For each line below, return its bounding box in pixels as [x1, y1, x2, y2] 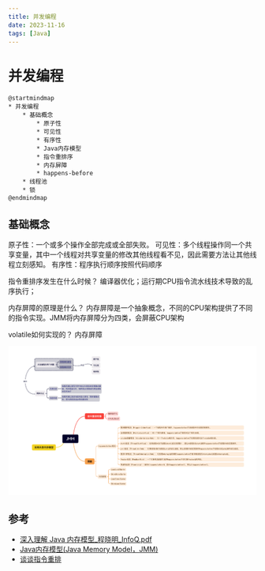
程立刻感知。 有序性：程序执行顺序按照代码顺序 [8, 260, 162, 269]
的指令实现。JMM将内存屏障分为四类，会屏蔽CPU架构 [8, 313, 185, 323]
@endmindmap [8, 194, 47, 202]
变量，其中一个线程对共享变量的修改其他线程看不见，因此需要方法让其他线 [14, 250, 257, 260]
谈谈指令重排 [19, 554, 62, 564]
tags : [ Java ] [8, 29, 51, 37]
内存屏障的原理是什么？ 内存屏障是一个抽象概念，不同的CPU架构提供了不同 [8, 303, 253, 313]
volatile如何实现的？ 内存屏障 [8, 330, 103, 340]
